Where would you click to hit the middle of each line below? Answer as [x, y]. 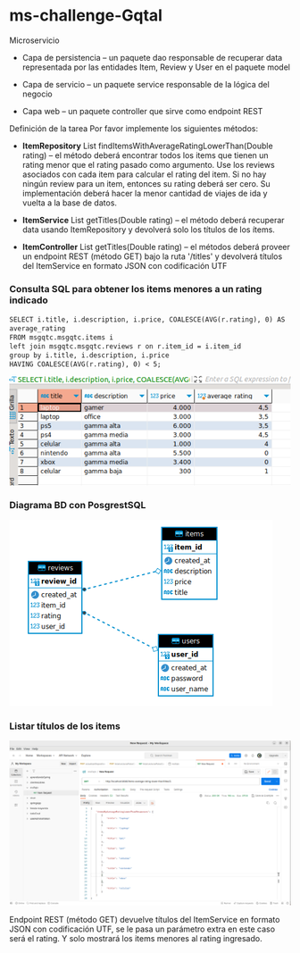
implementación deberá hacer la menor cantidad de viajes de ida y [145, 193]
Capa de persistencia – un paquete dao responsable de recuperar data [152, 57]
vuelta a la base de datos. [70, 203]
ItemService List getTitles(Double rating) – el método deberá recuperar [153, 220]
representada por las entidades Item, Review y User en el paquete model [156, 67]
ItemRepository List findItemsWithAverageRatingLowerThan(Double [148, 146]
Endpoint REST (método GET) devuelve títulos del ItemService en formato [145, 919]
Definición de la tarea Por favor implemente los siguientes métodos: [134, 128]
